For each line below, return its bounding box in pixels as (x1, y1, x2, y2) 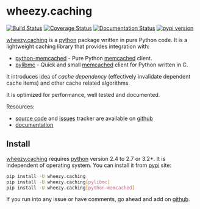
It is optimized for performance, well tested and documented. (6, 91, 160, 98)
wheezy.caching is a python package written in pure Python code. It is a (6, 36, 188, 43)
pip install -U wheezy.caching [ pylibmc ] (6, 179, 111, 185)
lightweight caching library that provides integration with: (6, 43, 150, 50)
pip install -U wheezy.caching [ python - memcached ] (6, 185, 135, 191)
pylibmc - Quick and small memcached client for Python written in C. (15, 61, 188, 68)
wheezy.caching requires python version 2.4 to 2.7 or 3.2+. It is (6, 155, 166, 162)
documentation (15, 121, 54, 129)
